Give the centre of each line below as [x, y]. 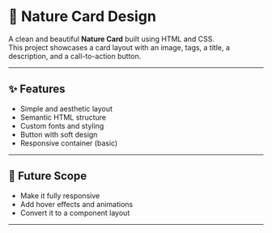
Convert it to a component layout [75, 213]
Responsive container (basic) [69, 143]
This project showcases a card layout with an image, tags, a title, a [119, 47]
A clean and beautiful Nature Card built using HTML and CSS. [112, 39]
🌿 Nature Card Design [82, 17]
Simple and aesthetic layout [66, 108]
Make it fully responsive [60, 195]
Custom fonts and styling [62, 125]
